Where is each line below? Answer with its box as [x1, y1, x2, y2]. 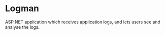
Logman [5, 3, 39, 14]
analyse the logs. [5, 24, 40, 30]
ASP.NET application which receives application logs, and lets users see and [5, 19, 161, 25]
